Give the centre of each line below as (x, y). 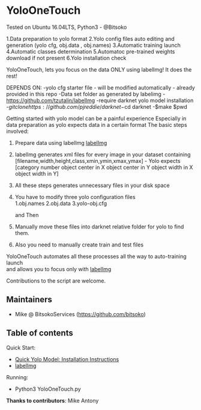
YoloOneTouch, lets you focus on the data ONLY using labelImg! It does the (99, 69)
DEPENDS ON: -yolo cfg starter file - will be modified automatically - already (100, 87)
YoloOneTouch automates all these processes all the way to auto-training (97, 256)
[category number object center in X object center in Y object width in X (104, 167)
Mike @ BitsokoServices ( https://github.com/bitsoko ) (80, 314)
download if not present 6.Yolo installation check (66, 58)
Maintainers (29, 300)
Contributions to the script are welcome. (56, 281)
